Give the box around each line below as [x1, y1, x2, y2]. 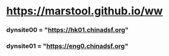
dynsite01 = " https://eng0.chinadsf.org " [6, 42, 128, 51]
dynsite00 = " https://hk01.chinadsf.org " [6, 26, 129, 34]
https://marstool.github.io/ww [6, 4, 163, 18]
